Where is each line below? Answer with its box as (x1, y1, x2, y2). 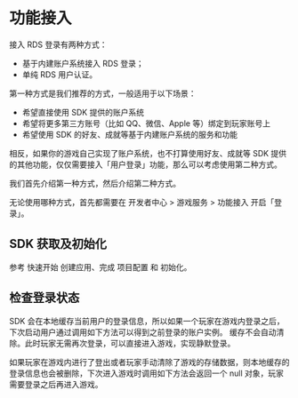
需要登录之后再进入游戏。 (9, 378, 103, 389)
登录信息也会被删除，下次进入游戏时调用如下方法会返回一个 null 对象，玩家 (9, 368, 285, 378)
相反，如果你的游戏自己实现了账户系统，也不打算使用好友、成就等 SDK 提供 (9, 147, 287, 158)
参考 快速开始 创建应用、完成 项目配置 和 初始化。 (9, 261, 192, 272)
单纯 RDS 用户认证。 (21, 68, 98, 80)
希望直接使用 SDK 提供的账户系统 (21, 107, 145, 117)
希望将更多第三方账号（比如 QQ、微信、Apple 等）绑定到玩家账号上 (21, 117, 271, 129)
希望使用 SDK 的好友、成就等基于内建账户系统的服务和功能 (21, 129, 238, 139)
